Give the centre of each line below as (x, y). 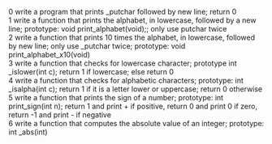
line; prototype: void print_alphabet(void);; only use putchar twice (118, 29)
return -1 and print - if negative (60, 115)
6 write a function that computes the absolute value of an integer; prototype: (136, 123)
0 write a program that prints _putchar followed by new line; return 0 (123, 12)
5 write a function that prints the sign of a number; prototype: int (116, 97)
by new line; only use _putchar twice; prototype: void (97, 46)
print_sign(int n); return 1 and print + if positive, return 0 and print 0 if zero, (133, 106)
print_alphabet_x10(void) (50, 55)
